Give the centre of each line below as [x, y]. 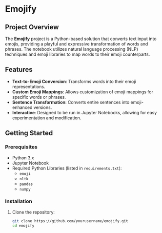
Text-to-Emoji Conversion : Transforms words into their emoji [74, 81]
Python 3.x [23, 158]
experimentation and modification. [47, 118]
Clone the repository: [33, 212]
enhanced [22, 107]
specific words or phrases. [39, 97]
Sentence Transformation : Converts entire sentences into [71, 102]
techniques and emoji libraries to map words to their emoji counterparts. [78, 54]
